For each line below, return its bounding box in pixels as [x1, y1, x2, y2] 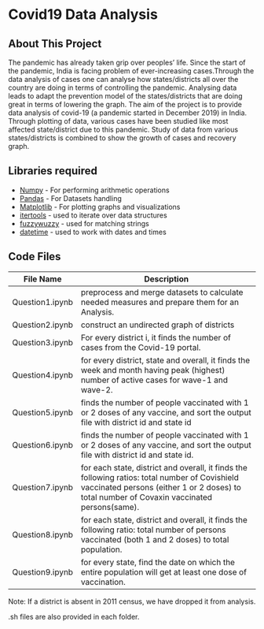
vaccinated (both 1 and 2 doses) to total [80, 534, 229, 545]
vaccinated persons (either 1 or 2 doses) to [80, 482, 242, 493]
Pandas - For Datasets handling [19, 193, 122, 203]
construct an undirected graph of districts [80, 319, 235, 330]
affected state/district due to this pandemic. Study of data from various [8, 125, 238, 134]
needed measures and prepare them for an [80, 296, 240, 307]
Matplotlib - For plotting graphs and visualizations [19, 202, 181, 211]
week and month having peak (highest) [80, 364, 225, 375]
